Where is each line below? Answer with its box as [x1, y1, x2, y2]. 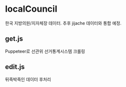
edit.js [5, 63, 25, 71]
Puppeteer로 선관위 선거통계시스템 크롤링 [5, 48, 85, 54]
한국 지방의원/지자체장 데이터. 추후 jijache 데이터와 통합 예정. [5, 20, 122, 26]
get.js [5, 35, 23, 43]
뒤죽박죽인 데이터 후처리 [5, 76, 51, 82]
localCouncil [5, 3, 57, 15]
